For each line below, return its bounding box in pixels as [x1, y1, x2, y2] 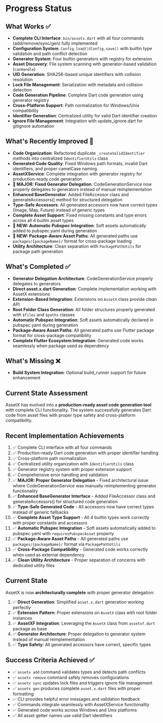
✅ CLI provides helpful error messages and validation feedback [12, 696, 140, 702]
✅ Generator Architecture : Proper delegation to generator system [12, 631, 145, 637]
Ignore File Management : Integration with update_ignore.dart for [12, 118, 143, 124]
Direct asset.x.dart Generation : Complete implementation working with [12, 286, 157, 292]
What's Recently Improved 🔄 [5, 137, 94, 146]
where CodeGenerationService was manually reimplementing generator [12, 483, 157, 489]
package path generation [12, 248, 63, 254]
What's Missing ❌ [5, 357, 61, 365]
